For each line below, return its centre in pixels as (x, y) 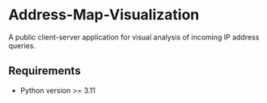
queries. (22, 45)
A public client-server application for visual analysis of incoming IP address (134, 37)
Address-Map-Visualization (104, 15)
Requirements (44, 71)
